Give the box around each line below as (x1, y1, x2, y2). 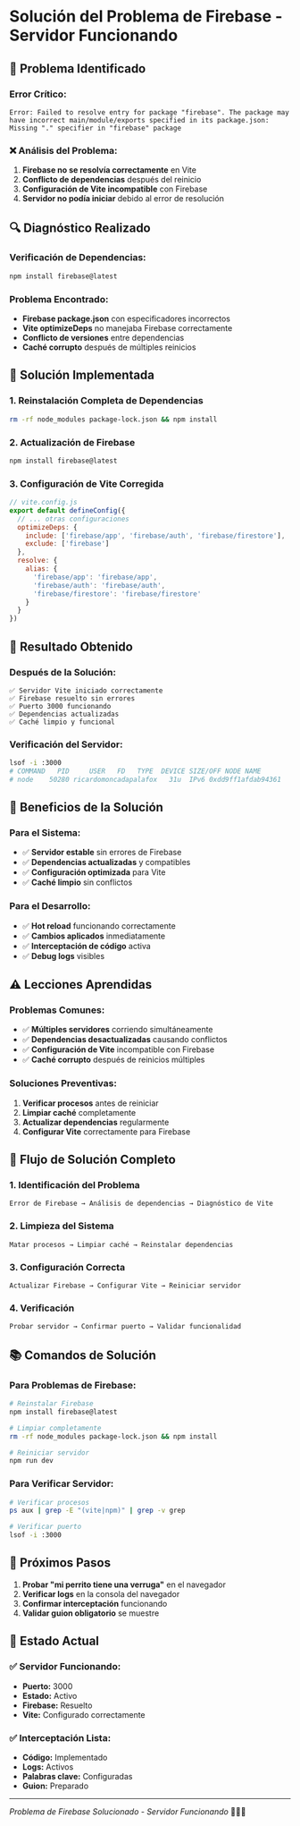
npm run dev (9, 1457, 54, 1465)
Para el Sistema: (9, 827, 81, 839)
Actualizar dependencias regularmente (21, 1117, 170, 1127)
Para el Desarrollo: (9, 900, 91, 913)
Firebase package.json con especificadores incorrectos (21, 313, 230, 324)
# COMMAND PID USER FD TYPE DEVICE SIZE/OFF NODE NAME (9, 767, 262, 776)
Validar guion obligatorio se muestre (21, 1608, 160, 1618)
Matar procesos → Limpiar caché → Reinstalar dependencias (9, 1240, 234, 1249)
